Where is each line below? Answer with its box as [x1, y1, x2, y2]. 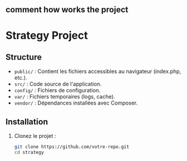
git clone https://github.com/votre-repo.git [14, 144, 129, 150]
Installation [5, 116, 48, 127]
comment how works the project [5, 5, 129, 15]
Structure [5, 52, 42, 62]
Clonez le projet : [14, 132, 57, 140]
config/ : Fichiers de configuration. [14, 87, 101, 94]
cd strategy [14, 150, 44, 156]
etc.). [14, 74, 27, 81]
